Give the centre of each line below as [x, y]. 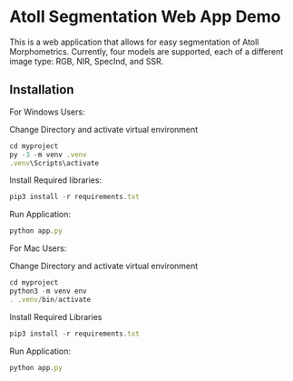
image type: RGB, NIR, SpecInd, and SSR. [87, 61]
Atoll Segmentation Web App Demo [145, 17]
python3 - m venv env [49, 291]
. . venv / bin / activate [50, 299]
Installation [42, 90]
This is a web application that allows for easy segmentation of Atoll [134, 42]
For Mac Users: [38, 248]
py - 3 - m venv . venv [49, 155]
